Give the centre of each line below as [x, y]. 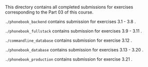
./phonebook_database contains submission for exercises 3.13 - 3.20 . [74, 50]
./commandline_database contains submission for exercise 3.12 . [69, 40]
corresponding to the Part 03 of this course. [49, 12]
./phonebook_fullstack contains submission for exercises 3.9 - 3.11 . [74, 31]
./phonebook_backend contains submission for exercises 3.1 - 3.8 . [70, 22]
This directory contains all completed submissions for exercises [69, 7]
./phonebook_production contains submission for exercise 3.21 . [69, 59]
